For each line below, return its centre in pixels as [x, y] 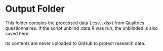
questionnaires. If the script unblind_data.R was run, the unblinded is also [81, 28]
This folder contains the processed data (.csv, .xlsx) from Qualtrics [75, 23]
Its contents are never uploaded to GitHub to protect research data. [75, 43]
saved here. [17, 33]
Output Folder [35, 9]
